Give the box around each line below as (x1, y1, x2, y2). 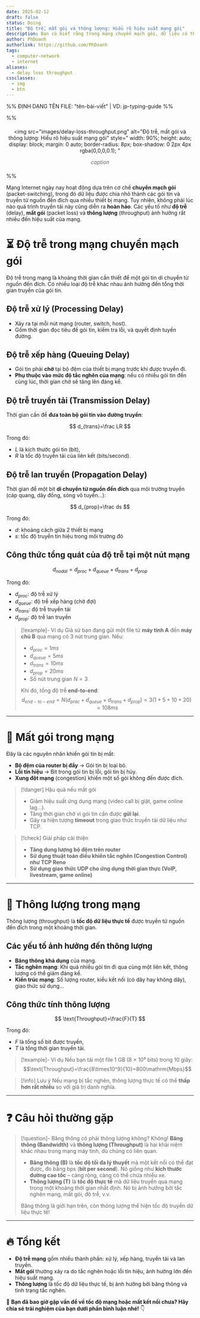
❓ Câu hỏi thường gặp (6, 1111, 114, 1124)
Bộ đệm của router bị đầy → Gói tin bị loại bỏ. (14, 761, 127, 769)
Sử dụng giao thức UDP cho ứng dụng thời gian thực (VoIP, (29, 865, 177, 872)
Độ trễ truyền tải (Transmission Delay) (6, 395, 151, 405)
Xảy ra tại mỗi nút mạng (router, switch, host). (14, 320, 127, 327)
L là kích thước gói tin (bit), (14, 446, 80, 453)
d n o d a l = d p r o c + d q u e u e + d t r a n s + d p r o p (52, 566, 148, 574)
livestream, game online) (29, 871, 93, 878)
